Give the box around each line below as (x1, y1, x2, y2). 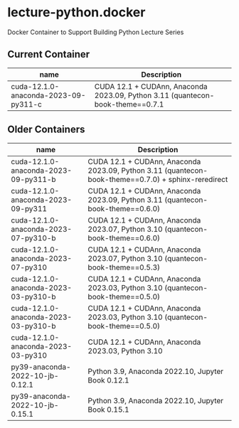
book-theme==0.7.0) (87, 174, 161, 184)
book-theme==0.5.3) (87, 262, 161, 272)
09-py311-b (11, 174, 56, 184)
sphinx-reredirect (168, 174, 228, 184)
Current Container (7, 48, 90, 60)
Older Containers (7, 124, 85, 136)
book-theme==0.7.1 (94, 99, 164, 109)
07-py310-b (11, 232, 56, 242)
